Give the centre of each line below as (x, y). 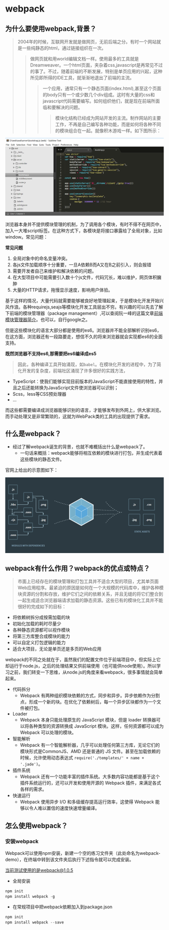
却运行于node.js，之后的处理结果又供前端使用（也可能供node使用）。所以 (81, 666)
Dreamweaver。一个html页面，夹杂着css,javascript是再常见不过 (96, 65)
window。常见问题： (27, 237)
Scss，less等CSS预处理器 (39, 394)
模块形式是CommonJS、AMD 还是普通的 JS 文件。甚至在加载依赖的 (90, 751)
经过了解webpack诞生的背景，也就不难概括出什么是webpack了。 (80, 447)
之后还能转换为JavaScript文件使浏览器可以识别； (68, 388)
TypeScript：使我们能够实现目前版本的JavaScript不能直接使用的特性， (86, 381)
